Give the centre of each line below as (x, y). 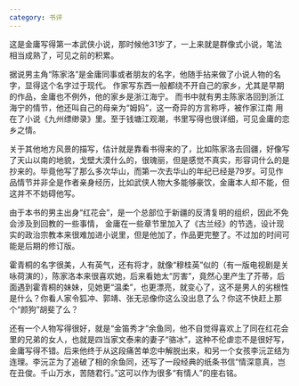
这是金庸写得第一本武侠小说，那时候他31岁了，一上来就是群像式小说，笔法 (146, 44)
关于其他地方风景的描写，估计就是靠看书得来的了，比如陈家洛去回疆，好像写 (149, 149)
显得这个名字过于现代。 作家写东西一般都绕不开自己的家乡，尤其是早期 (154, 85)
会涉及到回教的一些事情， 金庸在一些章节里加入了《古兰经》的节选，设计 (143, 223)
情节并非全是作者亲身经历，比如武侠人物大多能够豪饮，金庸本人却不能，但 (153, 182)
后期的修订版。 (52, 245)
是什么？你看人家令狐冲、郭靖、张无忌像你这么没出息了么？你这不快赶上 (141, 298)
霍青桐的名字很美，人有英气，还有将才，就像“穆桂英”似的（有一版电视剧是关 (149, 265)
